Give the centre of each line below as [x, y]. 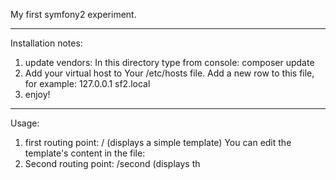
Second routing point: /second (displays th [112, 163]
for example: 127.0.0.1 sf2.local [87, 83]
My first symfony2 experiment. [73, 14]
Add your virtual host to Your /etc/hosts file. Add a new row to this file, [169, 73]
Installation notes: [46, 43]
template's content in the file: [85, 153]
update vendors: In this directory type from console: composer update [169, 62]
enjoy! [37, 94]
